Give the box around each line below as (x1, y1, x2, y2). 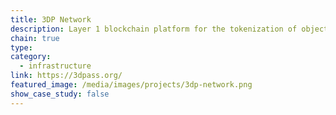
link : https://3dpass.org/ (10, 71, 123, 81)
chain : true (10, 33, 60, 43)
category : (10, 52, 52, 62)
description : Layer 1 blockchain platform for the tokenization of (10, 24, 298, 34)
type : (10, 42, 33, 53)
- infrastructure (19, 61, 92, 71)
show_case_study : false (10, 89, 110, 99)
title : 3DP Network (10, 14, 92, 25)
